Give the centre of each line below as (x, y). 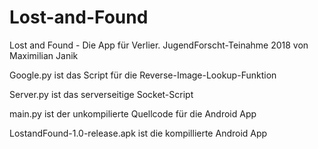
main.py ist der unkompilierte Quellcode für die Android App (133, 113)
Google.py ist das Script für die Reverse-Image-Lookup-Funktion (143, 75)
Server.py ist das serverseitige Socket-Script (101, 94)
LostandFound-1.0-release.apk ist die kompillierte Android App (138, 133)
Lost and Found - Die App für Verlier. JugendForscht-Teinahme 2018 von (159, 45)
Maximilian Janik (44, 55)
